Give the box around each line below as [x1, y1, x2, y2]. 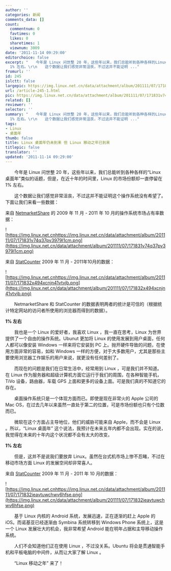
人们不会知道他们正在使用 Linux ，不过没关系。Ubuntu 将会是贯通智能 [14, 542, 161, 549]
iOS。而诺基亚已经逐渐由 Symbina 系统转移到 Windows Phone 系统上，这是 [5, 519, 164, 525]
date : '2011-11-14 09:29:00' [5, 50, 67, 55]
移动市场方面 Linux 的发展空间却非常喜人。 [5, 459, 95, 465]
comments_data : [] [5, 17, 44, 22]
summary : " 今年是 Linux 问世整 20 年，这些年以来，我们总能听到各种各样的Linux [5, 112, 167, 117]
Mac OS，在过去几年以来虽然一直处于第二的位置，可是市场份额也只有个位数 [5, 401, 165, 408]
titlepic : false [5, 145, 40, 150]
